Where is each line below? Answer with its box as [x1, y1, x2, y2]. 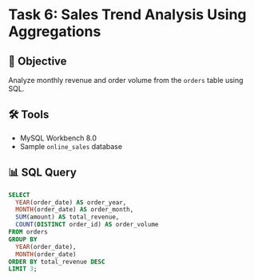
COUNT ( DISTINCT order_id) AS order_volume [15, 221, 159, 229]
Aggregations [8, 22, 101, 41]
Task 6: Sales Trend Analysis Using [8, 6, 247, 24]
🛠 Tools [8, 108, 50, 121]
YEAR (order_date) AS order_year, [15, 198, 127, 207]
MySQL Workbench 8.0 [19, 133, 97, 143]
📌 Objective [8, 54, 67, 68]
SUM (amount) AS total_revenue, [15, 213, 120, 221]
